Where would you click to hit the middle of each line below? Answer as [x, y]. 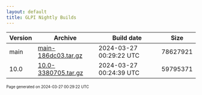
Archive [65, 38]
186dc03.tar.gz [60, 55]
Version [21, 38]
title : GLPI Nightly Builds [41, 17]
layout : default [26, 12]
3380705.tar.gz [61, 73]
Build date [127, 38]
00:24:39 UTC [119, 73]
